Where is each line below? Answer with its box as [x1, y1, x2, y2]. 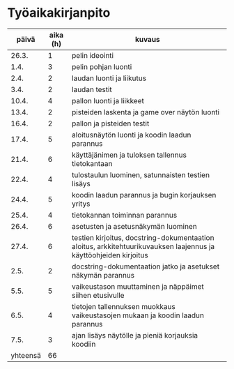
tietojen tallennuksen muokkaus [72, 301, 175, 311]
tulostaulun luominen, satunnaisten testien [72, 170, 210, 179]
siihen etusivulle [72, 290, 125, 300]
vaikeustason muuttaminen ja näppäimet [72, 281, 204, 291]
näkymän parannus [72, 270, 134, 280]
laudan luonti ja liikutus [72, 73, 147, 83]
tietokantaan [72, 158, 113, 168]
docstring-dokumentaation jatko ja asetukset [72, 262, 220, 271]
